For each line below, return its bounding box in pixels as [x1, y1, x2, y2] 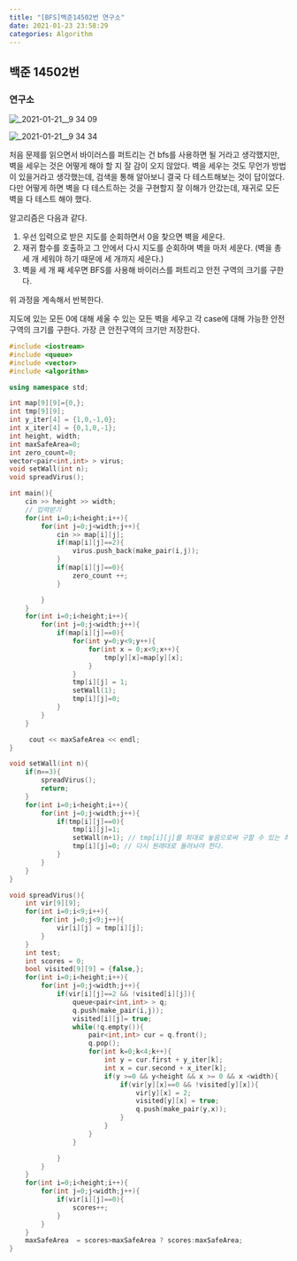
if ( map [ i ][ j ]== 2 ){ [56, 538, 125, 548]
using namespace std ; [9, 383, 89, 392]
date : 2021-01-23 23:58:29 [9, 21, 109, 30]
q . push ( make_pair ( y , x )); [135, 1105, 227, 1114]
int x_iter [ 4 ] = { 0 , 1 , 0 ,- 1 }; [9, 424, 117, 432]
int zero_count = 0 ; [9, 448, 77, 457]
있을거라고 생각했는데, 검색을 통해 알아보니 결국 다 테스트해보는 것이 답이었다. [18, 172, 286, 183]
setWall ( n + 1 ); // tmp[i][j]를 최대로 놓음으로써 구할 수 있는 [72, 834, 280, 843]
